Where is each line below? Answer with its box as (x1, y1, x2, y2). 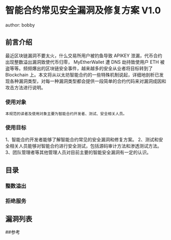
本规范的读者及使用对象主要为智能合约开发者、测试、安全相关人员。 (5, 111, 127, 116)
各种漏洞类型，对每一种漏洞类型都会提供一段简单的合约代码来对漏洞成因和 (9, 78, 166, 84)
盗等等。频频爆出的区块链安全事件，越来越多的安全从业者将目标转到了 (5, 65, 153, 71)
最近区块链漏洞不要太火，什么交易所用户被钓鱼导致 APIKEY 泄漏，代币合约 (5, 52, 162, 59)
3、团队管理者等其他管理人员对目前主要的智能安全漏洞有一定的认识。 (5, 149, 152, 156)
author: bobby (5, 21, 35, 28)
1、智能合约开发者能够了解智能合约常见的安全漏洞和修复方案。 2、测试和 (5, 136, 159, 143)
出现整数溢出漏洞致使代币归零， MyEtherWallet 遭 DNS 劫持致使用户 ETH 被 (5, 59, 165, 65)
